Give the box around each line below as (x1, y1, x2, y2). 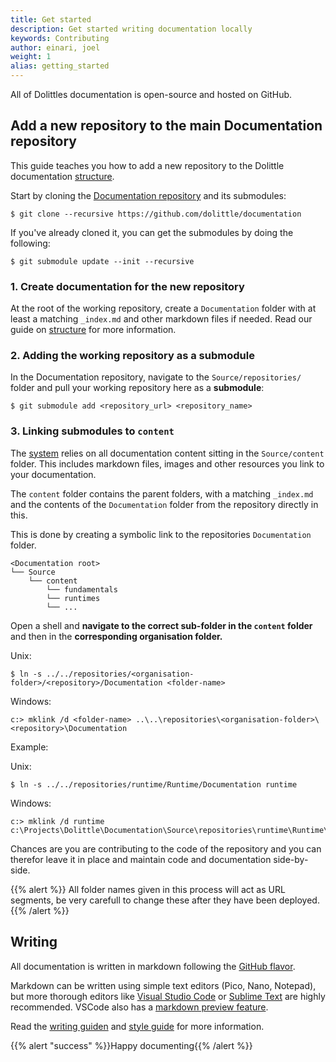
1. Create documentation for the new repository (10, 279, 245, 293)
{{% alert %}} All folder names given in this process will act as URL (10, 883, 286, 895)
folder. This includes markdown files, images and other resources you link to (10, 457, 325, 470)
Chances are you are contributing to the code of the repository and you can (10, 842, 322, 855)
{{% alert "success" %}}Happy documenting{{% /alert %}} (10, 1039, 253, 1051)
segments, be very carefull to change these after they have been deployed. (10, 894, 320, 906)
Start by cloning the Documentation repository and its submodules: (10, 189, 287, 201)
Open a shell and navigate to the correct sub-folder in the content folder (10, 619, 313, 631)
